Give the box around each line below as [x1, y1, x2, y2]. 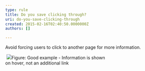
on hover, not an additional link [5, 60, 69, 66]
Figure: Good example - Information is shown [11, 55, 106, 61]
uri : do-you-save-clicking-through [5, 17, 80, 22]
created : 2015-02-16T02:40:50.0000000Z [5, 21, 89, 27]
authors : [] [5, 26, 30, 31]
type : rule [5, 7, 28, 13]
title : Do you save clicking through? [5, 12, 87, 17]
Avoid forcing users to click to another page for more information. [5, 44, 141, 50]
